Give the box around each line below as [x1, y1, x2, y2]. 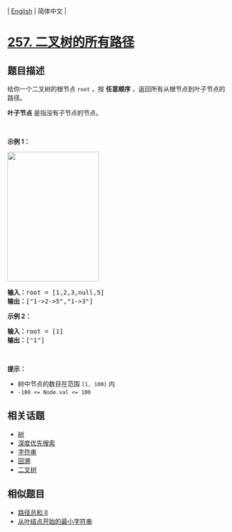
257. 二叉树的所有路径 [7, 35, 134, 50]
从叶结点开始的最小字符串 [17, 516, 93, 526]
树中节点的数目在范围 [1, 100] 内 [17, 380, 115, 388]
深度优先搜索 [17, 439, 55, 447]
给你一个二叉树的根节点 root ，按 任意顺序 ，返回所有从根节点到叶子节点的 [7, 85, 226, 93]
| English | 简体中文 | [7, 7, 67, 15]
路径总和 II [17, 508, 48, 516]
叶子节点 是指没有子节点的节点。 [7, 109, 103, 117]
